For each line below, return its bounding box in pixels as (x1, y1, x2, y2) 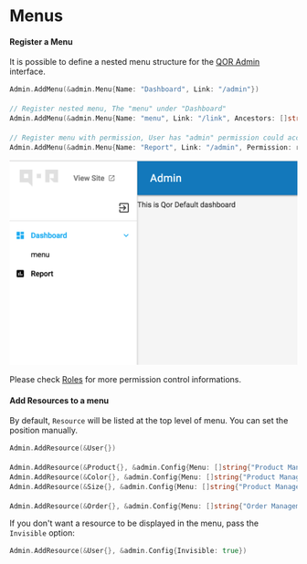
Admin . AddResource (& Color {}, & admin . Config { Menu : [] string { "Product (9, 472, 276, 482)
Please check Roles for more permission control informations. (9, 374, 242, 385)
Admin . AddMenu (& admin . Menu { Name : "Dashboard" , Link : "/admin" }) (9, 85, 259, 94)
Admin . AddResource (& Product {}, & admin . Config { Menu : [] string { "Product (9, 463, 284, 473)
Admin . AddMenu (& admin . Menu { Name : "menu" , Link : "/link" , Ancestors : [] (9, 114, 289, 123)
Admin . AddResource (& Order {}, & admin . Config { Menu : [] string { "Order (9, 501, 268, 511)
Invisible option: (9, 527, 76, 538)
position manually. (9, 425, 78, 436)
